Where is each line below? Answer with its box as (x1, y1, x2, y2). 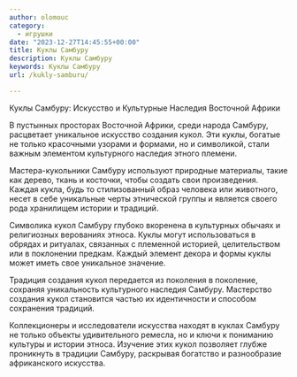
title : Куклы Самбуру (9, 46, 89, 55)
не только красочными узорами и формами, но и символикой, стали (9, 138, 270, 149)
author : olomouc (9, 12, 69, 22)
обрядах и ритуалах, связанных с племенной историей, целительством (9, 238, 281, 249)
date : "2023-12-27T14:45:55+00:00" (9, 37, 141, 47)
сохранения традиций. (9, 303, 95, 313)
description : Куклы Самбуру (9, 54, 113, 63)
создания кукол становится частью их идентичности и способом (9, 293, 256, 304)
